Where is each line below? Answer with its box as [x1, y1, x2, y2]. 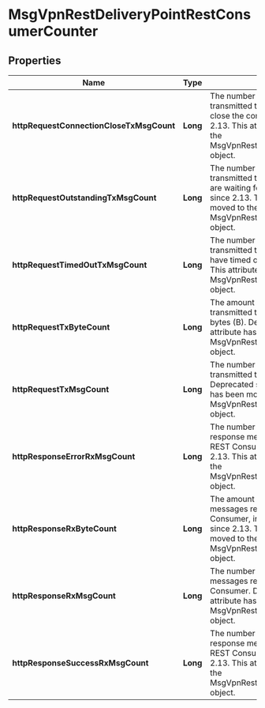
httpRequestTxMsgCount [12, 384, 110, 394]
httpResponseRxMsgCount [12, 590, 116, 601]
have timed [210, 254, 252, 265]
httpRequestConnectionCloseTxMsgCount [12, 120, 176, 131]
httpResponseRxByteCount [12, 523, 117, 534]
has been [210, 389, 244, 400]
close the [210, 111, 244, 121]
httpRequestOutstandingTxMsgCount [12, 192, 157, 203]
